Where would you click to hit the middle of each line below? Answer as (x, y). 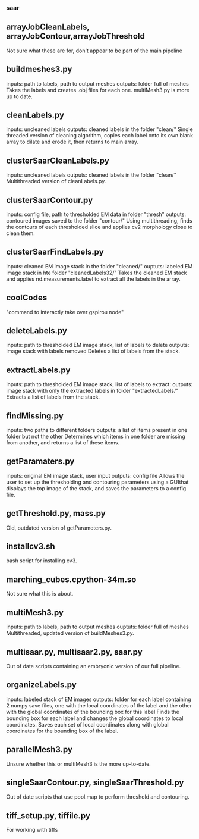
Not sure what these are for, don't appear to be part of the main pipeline (94, 51)
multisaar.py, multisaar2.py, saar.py (74, 652)
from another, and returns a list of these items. (63, 443)
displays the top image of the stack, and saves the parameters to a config (96, 488)
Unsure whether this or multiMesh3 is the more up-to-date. (79, 764)
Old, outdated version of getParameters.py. (59, 528)
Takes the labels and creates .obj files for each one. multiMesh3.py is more (98, 90)
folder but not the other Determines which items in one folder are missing (96, 436)
